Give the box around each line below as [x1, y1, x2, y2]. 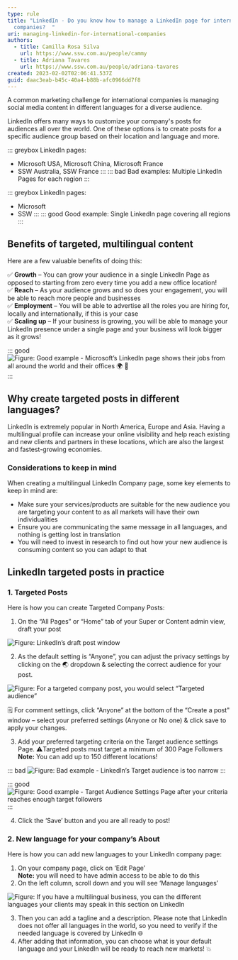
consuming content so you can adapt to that [17, 546, 147, 554]
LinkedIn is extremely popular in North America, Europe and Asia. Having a [7, 423, 225, 431]
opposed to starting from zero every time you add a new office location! [7, 278, 217, 287]
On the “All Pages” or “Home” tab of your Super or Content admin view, [17, 617, 225, 625]
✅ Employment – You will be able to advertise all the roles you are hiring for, [7, 302, 230, 310]
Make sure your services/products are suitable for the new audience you [17, 500, 230, 509]
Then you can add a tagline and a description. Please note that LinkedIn [17, 914, 227, 922]
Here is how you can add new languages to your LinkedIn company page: [7, 850, 222, 859]
